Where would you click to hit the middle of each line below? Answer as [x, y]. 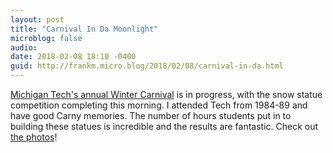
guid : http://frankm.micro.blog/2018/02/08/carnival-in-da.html [147, 66]
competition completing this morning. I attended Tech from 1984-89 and [159, 105]
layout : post [37, 19]
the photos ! [34, 137]
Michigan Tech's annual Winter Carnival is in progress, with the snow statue [166, 94]
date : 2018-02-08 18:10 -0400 [73, 57]
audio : [24, 47]
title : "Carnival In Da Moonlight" [84, 29]
